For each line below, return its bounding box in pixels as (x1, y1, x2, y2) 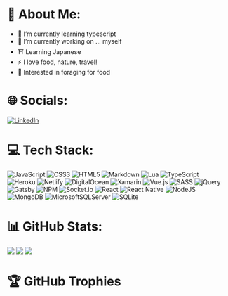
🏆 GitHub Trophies (7, 274, 121, 289)
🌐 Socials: (7, 93, 68, 108)
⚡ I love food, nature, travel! (17, 58, 98, 66)
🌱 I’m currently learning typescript (17, 30, 116, 38)
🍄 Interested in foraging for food (17, 67, 111, 76)
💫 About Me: (7, 6, 81, 22)
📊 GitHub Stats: (7, 219, 103, 234)
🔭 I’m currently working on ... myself (17, 37, 122, 45)
